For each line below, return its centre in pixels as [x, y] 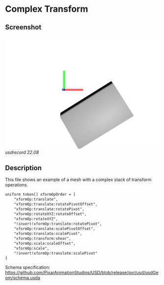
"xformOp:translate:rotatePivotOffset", [56, 204]
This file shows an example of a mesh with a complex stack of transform [78, 180]
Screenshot [23, 27]
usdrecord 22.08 [22, 153]
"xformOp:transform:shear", [42, 238]
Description [23, 168]
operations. [17, 184]
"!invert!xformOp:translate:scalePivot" [56, 253]
